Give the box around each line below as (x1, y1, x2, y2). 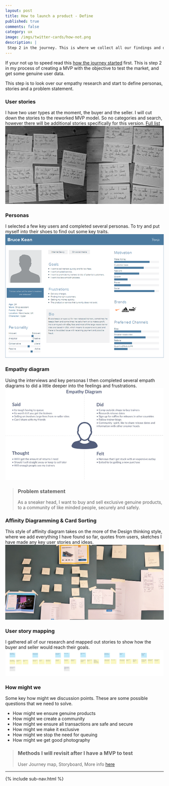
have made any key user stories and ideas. (5, 539, 94, 545)
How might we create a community (12, 716, 86, 722)
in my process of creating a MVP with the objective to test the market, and (5, 65, 159, 71)
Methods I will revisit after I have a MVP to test (17, 750, 133, 757)
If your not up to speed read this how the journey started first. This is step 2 (5, 59, 162, 65)
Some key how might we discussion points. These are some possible (5, 695, 148, 701)
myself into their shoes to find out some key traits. (5, 229, 109, 235)
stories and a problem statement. (5, 86, 74, 92)
